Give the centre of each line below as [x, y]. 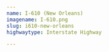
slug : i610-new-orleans [40, 26]
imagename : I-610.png [37, 20]
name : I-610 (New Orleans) [45, 13]
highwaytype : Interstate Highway [54, 32]
